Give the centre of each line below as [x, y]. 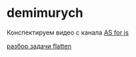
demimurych [45, 13]
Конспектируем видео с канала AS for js [68, 32]
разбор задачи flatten [39, 46]
